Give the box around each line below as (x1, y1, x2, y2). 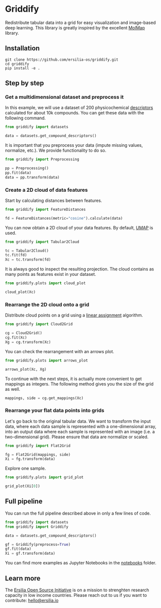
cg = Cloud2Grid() (5, 331, 42, 336)
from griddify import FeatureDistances (5, 207, 86, 212)
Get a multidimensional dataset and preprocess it (5, 94, 124, 101)
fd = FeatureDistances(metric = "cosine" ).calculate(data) (5, 216, 123, 221)
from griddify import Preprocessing (5, 157, 79, 162)
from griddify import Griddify (5, 524, 69, 529)
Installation (5, 44, 40, 52)
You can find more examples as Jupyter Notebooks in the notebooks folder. (5, 560, 157, 566)
